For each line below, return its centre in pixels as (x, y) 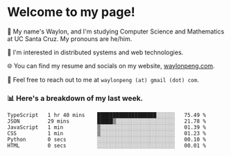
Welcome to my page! (71, 12)
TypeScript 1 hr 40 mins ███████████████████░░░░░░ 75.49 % (107, 116)
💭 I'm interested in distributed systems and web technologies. (95, 52)
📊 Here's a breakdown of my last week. (75, 98)
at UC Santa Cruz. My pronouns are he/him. (70, 38)
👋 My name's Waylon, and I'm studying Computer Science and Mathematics (116, 31)
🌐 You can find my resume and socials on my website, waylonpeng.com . (111, 65)
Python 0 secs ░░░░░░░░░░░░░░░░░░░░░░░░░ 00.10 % (107, 140)
